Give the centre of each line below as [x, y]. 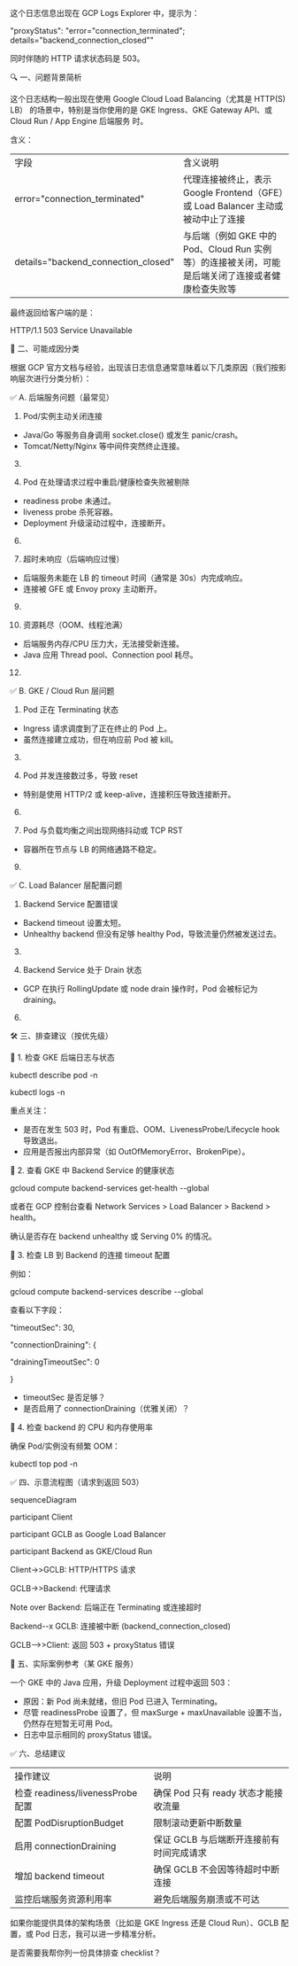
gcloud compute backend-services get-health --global [110, 1188]
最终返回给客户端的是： [53, 312]
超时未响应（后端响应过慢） [73, 559]
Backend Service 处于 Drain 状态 [82, 970]
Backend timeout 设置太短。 [74, 923]
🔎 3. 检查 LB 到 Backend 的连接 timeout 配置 [90, 1255]
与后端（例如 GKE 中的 [230, 236]
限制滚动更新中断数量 [198, 1823]
